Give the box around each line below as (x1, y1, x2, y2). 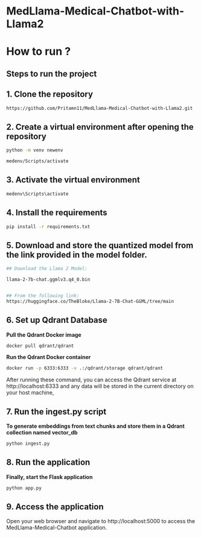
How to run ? (6, 45, 71, 59)
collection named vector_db (6, 429, 78, 436)
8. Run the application (6, 457, 91, 468)
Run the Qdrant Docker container (6, 354, 91, 361)
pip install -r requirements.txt (6, 223, 91, 230)
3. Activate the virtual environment (6, 175, 141, 185)
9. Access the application (6, 502, 104, 512)
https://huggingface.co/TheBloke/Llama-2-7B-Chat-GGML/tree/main (6, 298, 174, 304)
